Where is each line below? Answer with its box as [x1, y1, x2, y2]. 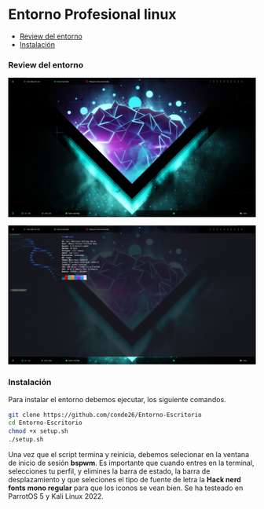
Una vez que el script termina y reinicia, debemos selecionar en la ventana [8, 450, 250, 460]
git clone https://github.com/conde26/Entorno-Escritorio [8, 411, 202, 419]
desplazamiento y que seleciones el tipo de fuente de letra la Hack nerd [8, 475, 241, 485]
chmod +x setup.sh [8, 427, 68, 435]
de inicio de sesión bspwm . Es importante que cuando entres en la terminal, [8, 458, 255, 468]
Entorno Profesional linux [8, 5, 177, 24]
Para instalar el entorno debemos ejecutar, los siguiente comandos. [8, 394, 226, 404]
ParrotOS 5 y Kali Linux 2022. [8, 492, 104, 501]
